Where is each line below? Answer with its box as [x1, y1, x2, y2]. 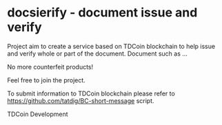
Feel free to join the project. [7, 76, 86, 84]
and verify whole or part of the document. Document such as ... [7, 49, 188, 58]
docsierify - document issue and [7, 5, 198, 21]
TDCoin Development [7, 110, 68, 118]
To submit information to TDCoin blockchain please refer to [7, 89, 176, 98]
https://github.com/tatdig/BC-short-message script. [7, 96, 154, 104]
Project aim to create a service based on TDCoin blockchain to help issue [7, 42, 216, 50]
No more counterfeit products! [7, 62, 94, 71]
